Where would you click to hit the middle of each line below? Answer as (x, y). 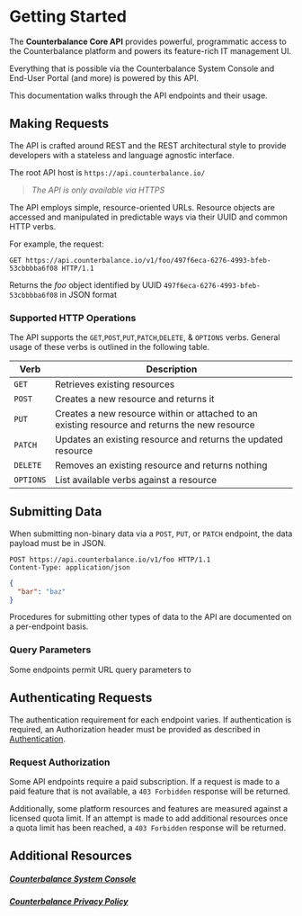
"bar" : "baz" (42, 591)
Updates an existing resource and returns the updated (169, 440)
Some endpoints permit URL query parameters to (100, 669)
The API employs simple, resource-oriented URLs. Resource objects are (142, 207)
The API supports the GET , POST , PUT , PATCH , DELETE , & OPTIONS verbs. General (145, 337)
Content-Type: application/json (70, 567)
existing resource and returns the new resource (155, 425)
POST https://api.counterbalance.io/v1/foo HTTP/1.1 (110, 560)
